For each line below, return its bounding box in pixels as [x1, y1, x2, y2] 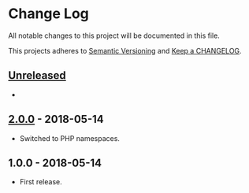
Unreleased [8, 69, 67, 83]
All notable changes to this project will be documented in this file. [8, 31, 221, 40]
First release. [19, 177, 62, 187]
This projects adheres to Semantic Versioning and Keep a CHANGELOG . [8, 46, 242, 55]
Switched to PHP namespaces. [19, 133, 121, 143]
